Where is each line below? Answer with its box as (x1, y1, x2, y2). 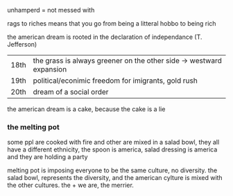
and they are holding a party (7, 153, 88, 161)
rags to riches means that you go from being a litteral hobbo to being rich (7, 19, 216, 27)
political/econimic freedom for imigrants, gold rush (33, 76, 198, 85)
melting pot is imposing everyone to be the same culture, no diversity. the (7, 166, 218, 174)
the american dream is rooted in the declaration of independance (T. (7, 33, 202, 41)
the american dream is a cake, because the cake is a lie (7, 105, 166, 113)
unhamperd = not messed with (7, 6, 95, 14)
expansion (33, 65, 67, 74)
